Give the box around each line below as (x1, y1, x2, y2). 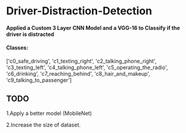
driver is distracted (6, 30, 55, 38)
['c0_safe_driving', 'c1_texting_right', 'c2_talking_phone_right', (6, 57, 157, 64)
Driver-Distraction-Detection (6, 4, 153, 18)
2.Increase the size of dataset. (6, 121, 81, 128)
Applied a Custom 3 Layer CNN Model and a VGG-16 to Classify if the (6, 24, 180, 31)
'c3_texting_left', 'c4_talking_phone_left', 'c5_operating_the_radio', (6, 64, 168, 71)
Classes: (6, 44, 29, 51)
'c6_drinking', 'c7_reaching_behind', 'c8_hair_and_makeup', (6, 70, 151, 77)
